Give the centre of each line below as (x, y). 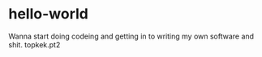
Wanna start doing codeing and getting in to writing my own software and (131, 36)
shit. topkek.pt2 (34, 44)
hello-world (49, 14)
